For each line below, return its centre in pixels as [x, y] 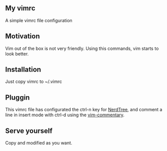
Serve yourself [29, 131]
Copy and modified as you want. [39, 143]
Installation [23, 70]
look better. [17, 54]
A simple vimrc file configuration [39, 20]
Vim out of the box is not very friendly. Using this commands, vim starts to [82, 48]
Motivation [23, 36]
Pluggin [18, 97]
